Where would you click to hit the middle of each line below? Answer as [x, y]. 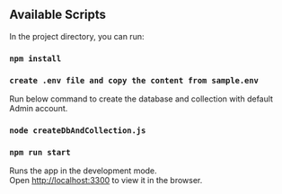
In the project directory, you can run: [77, 36]
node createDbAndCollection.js [78, 130]
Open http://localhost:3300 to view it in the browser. [106, 181]
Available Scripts [57, 15]
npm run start [40, 152]
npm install [35, 58]
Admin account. [39, 109]
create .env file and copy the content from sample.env [134, 80]
